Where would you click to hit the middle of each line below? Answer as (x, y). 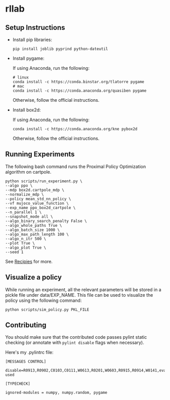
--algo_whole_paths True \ (34, 225)
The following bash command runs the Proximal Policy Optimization (76, 166)
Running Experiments (40, 154)
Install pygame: (28, 58)
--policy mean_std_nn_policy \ (38, 199)
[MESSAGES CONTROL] (26, 362)
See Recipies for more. (29, 261)
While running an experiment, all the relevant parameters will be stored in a (83, 290)
